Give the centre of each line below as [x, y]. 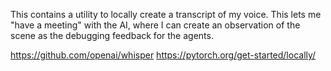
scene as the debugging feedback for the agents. [112, 35]
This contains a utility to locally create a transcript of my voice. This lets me [166, 14]
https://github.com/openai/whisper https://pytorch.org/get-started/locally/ [163, 55]
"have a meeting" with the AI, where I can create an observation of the [155, 25]
